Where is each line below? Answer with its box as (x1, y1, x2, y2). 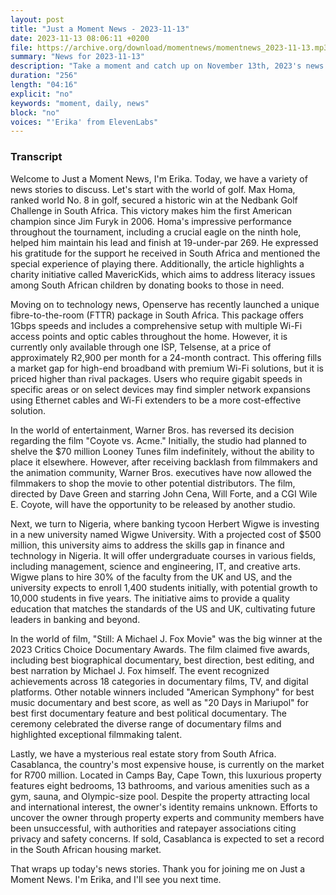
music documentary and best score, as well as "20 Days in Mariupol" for (10, 696, 309, 708)
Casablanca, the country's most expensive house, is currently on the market (10, 758, 325, 770)
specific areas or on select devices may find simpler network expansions (10, 383, 311, 395)
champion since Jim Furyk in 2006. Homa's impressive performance (10, 215, 292, 227)
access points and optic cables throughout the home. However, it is (10, 330, 288, 342)
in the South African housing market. (10, 843, 162, 855)
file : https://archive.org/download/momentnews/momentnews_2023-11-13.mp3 (10, 42, 329, 53)
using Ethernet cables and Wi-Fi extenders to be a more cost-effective (10, 394, 302, 406)
